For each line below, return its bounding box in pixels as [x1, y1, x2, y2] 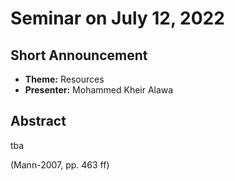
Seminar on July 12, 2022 [10, 7, 225, 30]
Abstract [10, 113, 67, 130]
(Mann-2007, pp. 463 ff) [10, 158, 110, 171]
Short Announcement [10, 47, 148, 64]
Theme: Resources [24, 73, 105, 85]
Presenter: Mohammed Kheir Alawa [24, 84, 174, 96]
